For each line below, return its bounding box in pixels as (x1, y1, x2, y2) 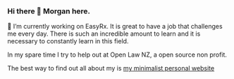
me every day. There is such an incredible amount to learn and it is (7, 29, 201, 38)
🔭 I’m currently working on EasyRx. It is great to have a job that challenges (7, 22, 223, 31)
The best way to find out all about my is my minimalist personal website (7, 64, 215, 73)
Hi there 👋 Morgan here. (7, 6, 90, 16)
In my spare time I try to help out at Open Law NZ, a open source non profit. (7, 50, 228, 59)
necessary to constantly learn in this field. (7, 37, 129, 45)
